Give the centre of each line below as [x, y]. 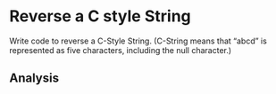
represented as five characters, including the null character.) [121, 50]
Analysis [34, 78]
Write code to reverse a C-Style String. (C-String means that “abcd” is [138, 41]
